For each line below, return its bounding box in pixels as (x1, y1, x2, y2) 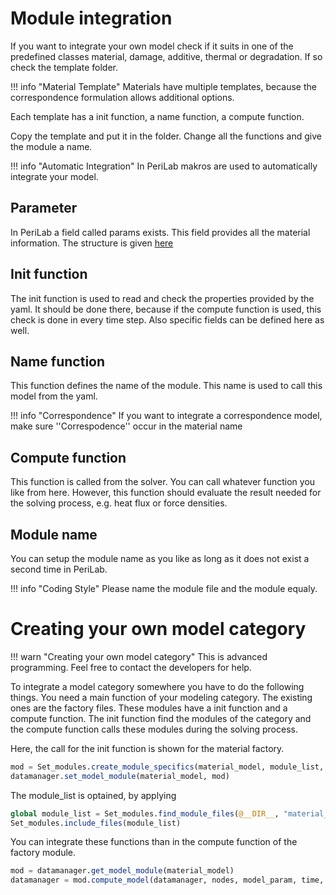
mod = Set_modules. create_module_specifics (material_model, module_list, (10, 762, 325, 772)
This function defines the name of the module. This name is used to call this (10, 380, 323, 392)
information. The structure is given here (10, 237, 174, 249)
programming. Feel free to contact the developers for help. (10, 661, 252, 673)
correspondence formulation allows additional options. (10, 91, 235, 103)
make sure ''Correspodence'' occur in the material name (10, 420, 243, 432)
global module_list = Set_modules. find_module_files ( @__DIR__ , (10, 808, 280, 819)
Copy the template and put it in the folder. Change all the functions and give (10, 130, 322, 142)
